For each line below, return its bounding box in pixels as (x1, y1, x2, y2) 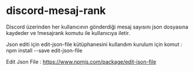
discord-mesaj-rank (6, 4, 106, 17)
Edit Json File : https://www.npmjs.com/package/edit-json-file (6, 58, 156, 65)
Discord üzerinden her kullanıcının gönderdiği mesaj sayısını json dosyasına (6, 23, 189, 30)
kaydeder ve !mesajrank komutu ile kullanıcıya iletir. (6, 29, 131, 36)
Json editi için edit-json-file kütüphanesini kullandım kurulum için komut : (6, 41, 183, 48)
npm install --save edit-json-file (6, 47, 83, 54)
